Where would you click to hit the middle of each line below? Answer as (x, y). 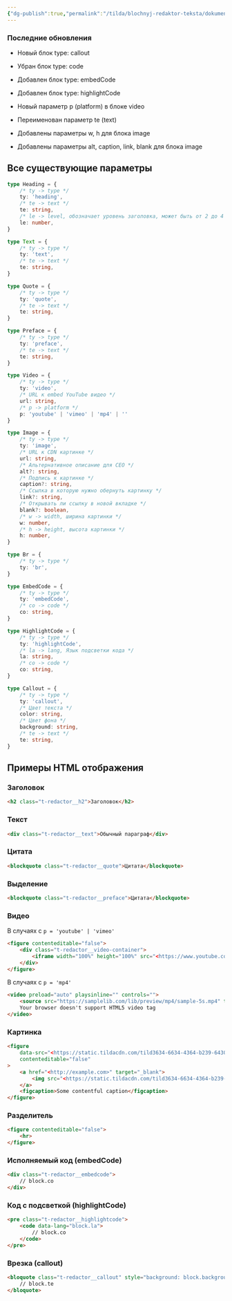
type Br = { (24, 555)
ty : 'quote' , (38, 299)
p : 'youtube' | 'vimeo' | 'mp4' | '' (74, 414)
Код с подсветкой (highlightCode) (67, 1205)
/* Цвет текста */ (46, 708)
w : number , (35, 523)
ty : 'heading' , (41, 197)
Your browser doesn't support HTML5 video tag (88, 1008)
